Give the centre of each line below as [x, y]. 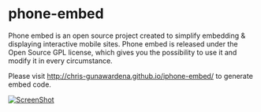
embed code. [30, 84]
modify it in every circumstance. [60, 61]
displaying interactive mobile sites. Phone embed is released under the [123, 43]
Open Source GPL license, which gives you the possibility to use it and [123, 52]
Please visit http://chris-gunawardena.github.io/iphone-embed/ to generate [131, 76]
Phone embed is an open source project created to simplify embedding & [127, 35]
